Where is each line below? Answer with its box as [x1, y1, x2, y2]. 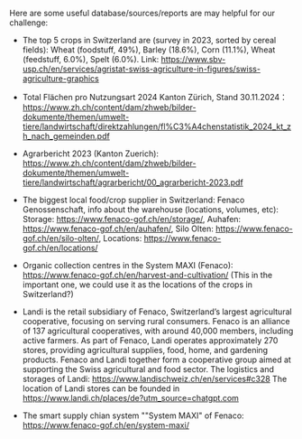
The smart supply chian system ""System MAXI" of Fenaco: [22, 410, 245, 421]
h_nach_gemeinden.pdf [22, 131, 110, 141]
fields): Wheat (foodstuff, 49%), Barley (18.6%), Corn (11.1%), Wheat [22, 44, 276, 55]
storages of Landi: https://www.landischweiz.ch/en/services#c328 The [22, 374, 288, 384]
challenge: [9, 17, 49, 28]
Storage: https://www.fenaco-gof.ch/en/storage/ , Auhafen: [22, 214, 242, 224]
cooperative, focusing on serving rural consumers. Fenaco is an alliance [22, 316, 290, 326]
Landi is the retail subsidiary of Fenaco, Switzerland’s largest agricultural [22, 306, 292, 317]
